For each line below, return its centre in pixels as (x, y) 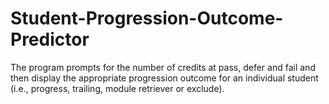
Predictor (50, 39)
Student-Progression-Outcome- (147, 18)
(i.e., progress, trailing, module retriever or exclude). (117, 88)
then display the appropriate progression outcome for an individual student (164, 78)
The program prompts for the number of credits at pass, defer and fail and (163, 67)
